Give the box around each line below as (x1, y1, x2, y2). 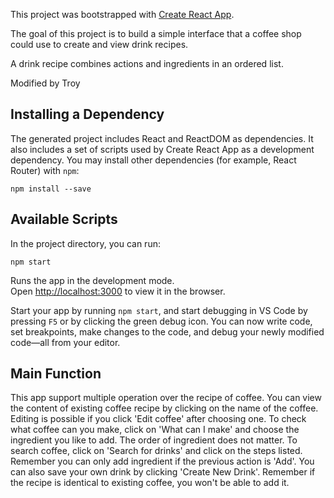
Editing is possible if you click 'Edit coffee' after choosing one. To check (10, 413, 307, 425)
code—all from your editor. (10, 336, 121, 348)
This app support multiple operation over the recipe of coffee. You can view (10, 392, 322, 404)
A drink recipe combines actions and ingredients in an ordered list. (10, 58, 284, 69)
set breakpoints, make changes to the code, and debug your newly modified (10, 325, 325, 338)
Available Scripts (10, 211, 118, 228)
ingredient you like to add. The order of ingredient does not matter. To (10, 434, 298, 446)
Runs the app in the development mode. (10, 274, 175, 286)
